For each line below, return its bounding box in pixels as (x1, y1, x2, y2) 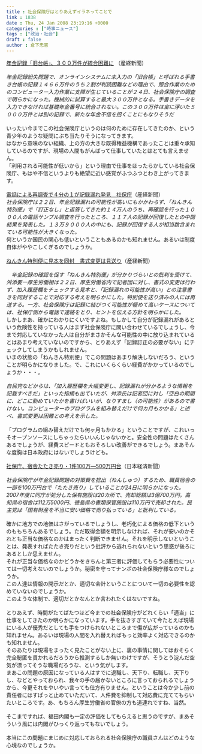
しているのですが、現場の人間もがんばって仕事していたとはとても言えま (6, 147, 184, 154)
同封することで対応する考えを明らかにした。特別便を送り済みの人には (16, 293, 190, 300)
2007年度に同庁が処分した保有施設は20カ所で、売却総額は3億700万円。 (6, 491, 185, 498)
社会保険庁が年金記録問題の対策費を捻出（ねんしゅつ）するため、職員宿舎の (6, 476, 195, 483)
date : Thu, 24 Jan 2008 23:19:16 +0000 (6, 20, 109, 26)
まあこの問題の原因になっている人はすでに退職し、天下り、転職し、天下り (6, 669, 190, 676)
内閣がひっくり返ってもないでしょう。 (37, 720, 132, 727)
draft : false (6, 37, 42, 43)
